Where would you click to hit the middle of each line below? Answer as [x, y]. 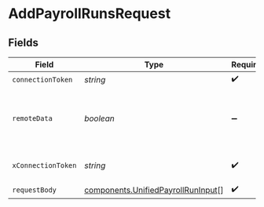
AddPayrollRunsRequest [90, 14]
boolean [99, 118]
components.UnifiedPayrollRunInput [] [154, 190]
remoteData [32, 118]
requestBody [35, 190]
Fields [24, 43]
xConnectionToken [44, 165]
